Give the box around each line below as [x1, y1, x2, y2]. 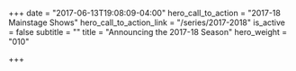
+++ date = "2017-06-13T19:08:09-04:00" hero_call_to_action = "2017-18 [8, 8, 281, 18]
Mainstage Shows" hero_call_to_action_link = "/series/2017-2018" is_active [8, 17, 285, 28]
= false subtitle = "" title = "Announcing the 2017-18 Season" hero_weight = [8, 27, 288, 37]
